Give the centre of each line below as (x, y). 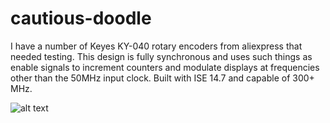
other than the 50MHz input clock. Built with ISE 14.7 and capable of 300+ (162, 78)
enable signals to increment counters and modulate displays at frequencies (165, 67)
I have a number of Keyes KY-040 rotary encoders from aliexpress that (156, 46)
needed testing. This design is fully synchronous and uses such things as (161, 56)
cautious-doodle (81, 18)
